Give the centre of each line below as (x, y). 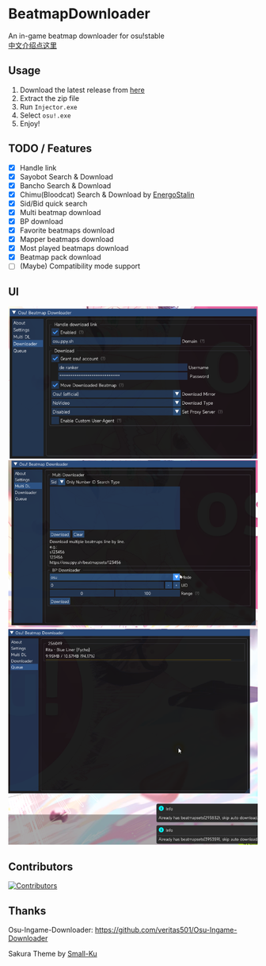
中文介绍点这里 (32, 45)
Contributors (41, 866)
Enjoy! (30, 123)
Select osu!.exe (45, 115)
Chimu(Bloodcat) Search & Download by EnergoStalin (107, 194)
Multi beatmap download (60, 212)
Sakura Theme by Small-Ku (53, 954)
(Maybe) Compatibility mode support (80, 266)
